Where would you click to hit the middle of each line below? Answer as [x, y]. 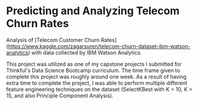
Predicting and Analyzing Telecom [93, 11]
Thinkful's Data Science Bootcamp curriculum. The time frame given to [93, 70]
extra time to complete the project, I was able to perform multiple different [97, 83]
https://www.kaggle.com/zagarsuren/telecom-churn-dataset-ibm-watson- [99, 46]
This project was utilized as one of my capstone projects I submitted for [94, 64]
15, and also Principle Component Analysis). [60, 96]
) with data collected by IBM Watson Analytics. [85, 52]
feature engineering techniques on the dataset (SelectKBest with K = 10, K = [99, 89]
